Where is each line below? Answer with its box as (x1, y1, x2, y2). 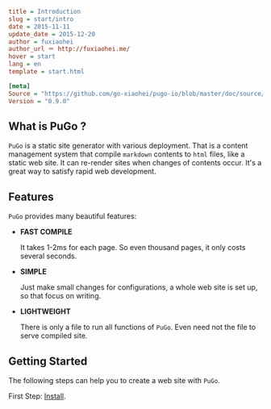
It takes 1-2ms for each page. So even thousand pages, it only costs (19, 243, 246, 252)
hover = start (8, 52, 56, 61)
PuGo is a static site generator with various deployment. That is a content (8, 141, 248, 151)
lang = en (8, 61, 42, 69)
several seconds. (19, 251, 77, 261)
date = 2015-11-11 (8, 23, 70, 31)
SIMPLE (19, 267, 47, 277)
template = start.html (8, 68, 85, 76)
